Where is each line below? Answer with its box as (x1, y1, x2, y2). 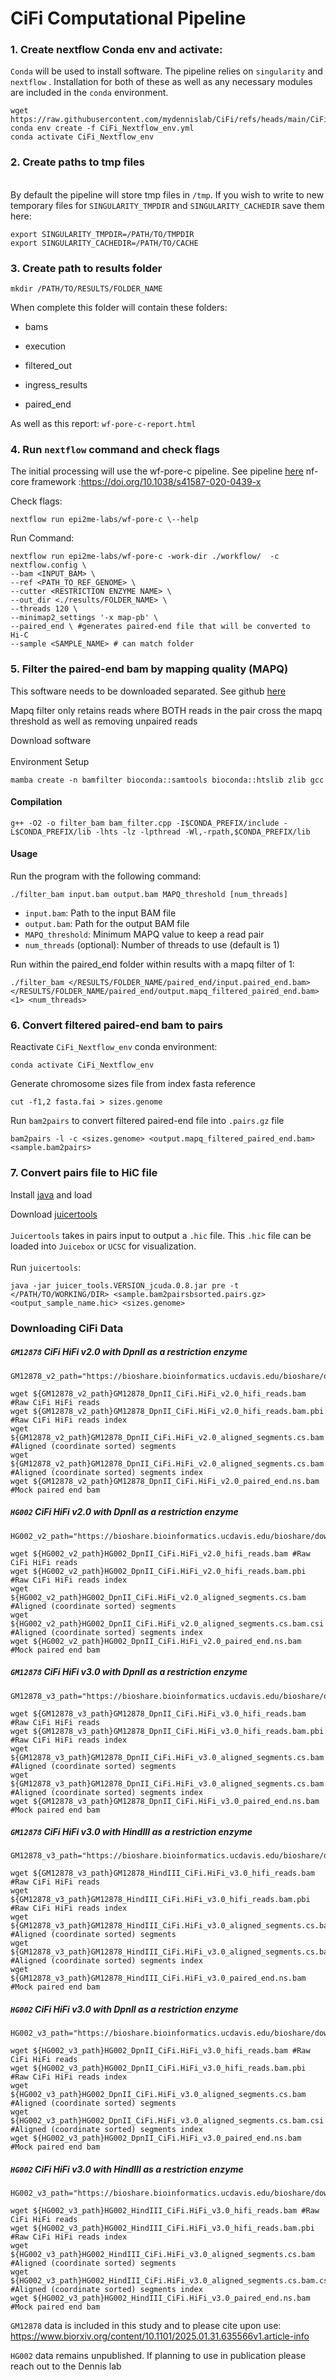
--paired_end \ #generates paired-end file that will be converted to (10, 622, 311, 632)
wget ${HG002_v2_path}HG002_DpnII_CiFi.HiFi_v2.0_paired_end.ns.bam (10, 1636, 302, 1646)
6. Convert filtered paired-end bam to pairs (10, 1018, 223, 1032)
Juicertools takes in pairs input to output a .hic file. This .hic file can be (10, 1229, 312, 1241)
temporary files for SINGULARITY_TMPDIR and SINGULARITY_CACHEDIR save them (10, 199, 325, 211)
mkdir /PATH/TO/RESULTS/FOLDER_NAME (10, 284, 163, 294)
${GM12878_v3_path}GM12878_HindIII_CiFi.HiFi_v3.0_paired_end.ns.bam (10, 1973, 307, 1984)
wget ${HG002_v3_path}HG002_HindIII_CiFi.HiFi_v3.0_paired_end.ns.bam (10, 2293, 311, 2304)
